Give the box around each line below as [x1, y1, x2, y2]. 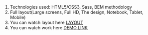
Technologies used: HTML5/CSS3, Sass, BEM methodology [9, 4, 132, 10]
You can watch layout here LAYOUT [9, 19, 84, 25]
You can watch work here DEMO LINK [9, 25, 88, 31]
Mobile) [9, 15, 26, 20]
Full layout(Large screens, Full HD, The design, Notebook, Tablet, [9, 9, 144, 15]
